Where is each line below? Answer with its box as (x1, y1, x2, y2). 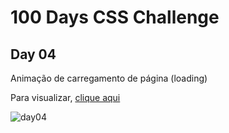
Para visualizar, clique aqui (10, 92, 121, 103)
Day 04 (10, 46, 57, 63)
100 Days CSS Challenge (10, 6, 220, 29)
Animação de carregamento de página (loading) (10, 72, 208, 84)
